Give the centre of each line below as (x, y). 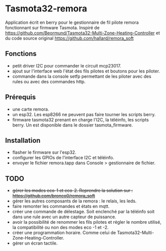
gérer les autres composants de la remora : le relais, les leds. (74, 201)
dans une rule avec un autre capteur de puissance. (64, 217)
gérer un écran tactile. (35, 243)
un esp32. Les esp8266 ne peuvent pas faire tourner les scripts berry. (84, 114)
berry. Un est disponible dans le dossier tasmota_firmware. (72, 125)
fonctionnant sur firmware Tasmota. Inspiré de (53, 27)
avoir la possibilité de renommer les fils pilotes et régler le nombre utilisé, (87, 222)
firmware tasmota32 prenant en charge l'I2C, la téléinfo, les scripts (81, 120)
